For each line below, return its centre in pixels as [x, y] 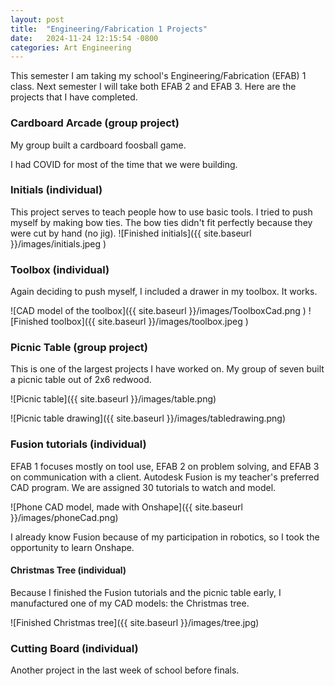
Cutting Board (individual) [74, 648]
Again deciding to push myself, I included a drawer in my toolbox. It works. [164, 292]
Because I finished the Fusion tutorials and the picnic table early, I [146, 592]
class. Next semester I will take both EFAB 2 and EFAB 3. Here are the [153, 87]
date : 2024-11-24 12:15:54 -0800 [84, 38]
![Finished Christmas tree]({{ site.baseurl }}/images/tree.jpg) [135, 622]
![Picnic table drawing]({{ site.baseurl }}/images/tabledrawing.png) [148, 418]
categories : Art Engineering [71, 47]
